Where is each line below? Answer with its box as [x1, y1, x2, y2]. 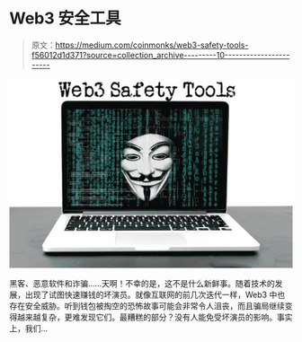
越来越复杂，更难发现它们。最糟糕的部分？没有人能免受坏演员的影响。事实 [16, 311, 293, 322]
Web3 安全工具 [9, 8, 121, 29]
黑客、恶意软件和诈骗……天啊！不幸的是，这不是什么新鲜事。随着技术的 [9, 277, 276, 288]
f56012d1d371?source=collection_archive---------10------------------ [31, 49, 290, 60]
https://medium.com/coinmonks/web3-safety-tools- [55, 39, 249, 50]
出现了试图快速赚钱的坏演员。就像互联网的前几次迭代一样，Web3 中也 [24, 289, 286, 300]
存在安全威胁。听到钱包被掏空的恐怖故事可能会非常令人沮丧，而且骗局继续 [9, 300, 285, 311]
